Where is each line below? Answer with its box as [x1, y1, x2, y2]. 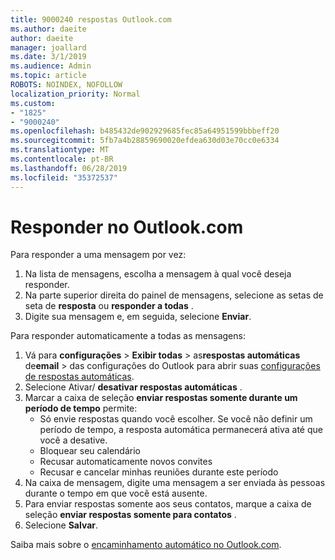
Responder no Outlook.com [10, 216, 244, 238]
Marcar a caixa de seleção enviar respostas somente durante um [24, 392, 298, 404]
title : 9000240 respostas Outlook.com [10, 14, 172, 25]
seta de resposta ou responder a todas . [24, 300, 194, 312]
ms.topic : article [10, 71, 87, 81]
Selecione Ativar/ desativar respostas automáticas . [24, 381, 243, 393]
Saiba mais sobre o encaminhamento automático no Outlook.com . [10, 539, 282, 551]
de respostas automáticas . [24, 371, 135, 383]
